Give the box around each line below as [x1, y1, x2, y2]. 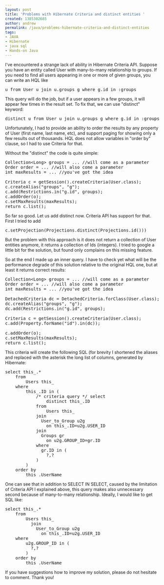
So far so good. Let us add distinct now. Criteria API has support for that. [5, 212, 151, 218]
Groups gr [41, 433, 64, 438]
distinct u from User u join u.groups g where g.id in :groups [5, 116, 160, 121]
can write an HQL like [5, 77, 48, 83]
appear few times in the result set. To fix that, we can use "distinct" [5, 101, 140, 107]
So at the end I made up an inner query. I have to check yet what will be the [5, 257, 157, 262]
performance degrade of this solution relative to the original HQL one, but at [5, 261, 158, 267]
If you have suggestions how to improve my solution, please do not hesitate [5, 569, 157, 575]
